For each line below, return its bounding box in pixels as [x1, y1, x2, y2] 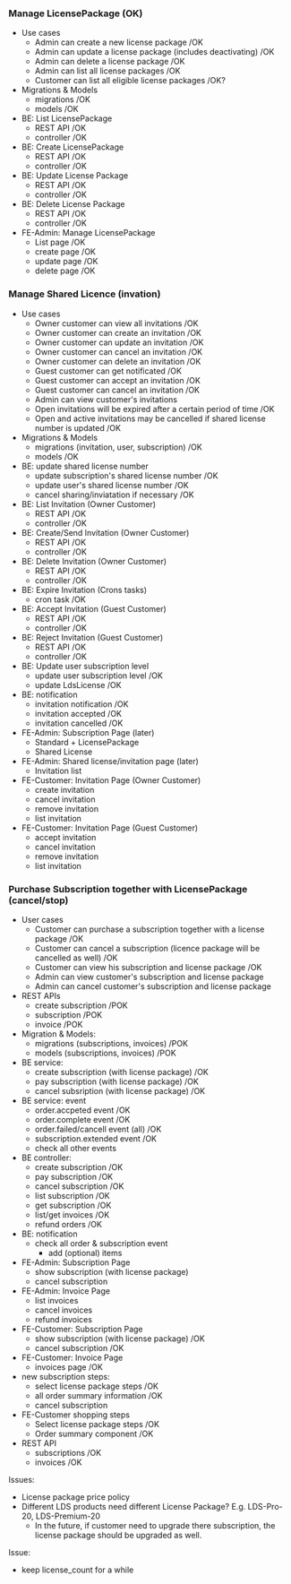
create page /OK [34, 246, 96, 257]
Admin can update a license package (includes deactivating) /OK [34, 47, 275, 57]
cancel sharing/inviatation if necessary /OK [34, 489, 194, 500]
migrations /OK [34, 94, 91, 105]
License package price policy [21, 1491, 131, 1502]
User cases [21, 914, 64, 925]
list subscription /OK [34, 1190, 111, 1201]
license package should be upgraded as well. [34, 1529, 202, 1540]
